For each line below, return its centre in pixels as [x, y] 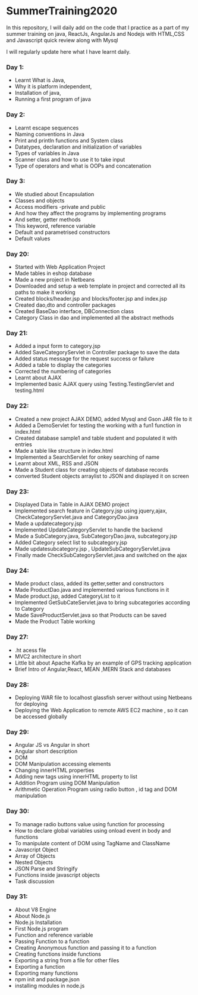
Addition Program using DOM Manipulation [67, 783]
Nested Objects [34, 862]
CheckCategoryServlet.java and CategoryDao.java [76, 517]
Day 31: [17, 897]
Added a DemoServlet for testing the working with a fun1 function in [98, 425]
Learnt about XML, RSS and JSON [56, 463]
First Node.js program [42, 928]
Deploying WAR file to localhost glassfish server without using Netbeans [103, 697]
